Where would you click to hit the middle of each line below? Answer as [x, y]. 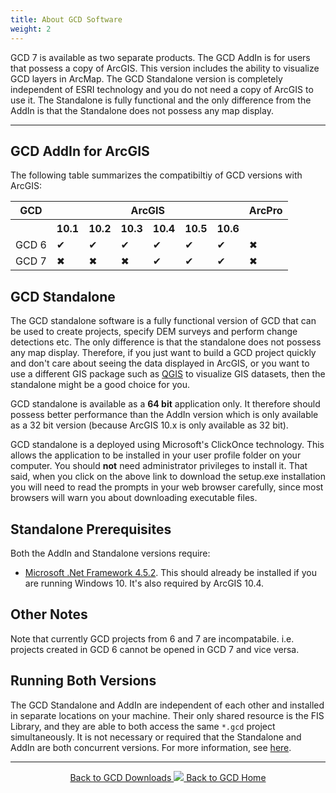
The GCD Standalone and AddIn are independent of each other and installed [167, 705]
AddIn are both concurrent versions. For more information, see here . [151, 747]
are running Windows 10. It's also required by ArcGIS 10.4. [144, 583]
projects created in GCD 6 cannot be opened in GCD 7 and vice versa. [155, 649]
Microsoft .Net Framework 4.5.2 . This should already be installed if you [170, 572]
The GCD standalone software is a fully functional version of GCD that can [163, 321]
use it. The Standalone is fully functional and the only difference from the [161, 100]
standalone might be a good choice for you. [100, 385]
